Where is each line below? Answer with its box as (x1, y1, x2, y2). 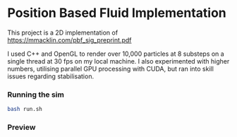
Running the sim (7, 90, 65, 100)
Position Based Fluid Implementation (7, 5, 227, 21)
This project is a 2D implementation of (7, 28, 119, 37)
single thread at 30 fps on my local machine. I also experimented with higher (7, 56, 230, 65)
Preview (7, 122, 36, 132)
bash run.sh (7, 106, 42, 113)
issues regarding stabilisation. (7, 72, 94, 81)
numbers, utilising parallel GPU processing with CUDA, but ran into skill (7, 64, 214, 73)
